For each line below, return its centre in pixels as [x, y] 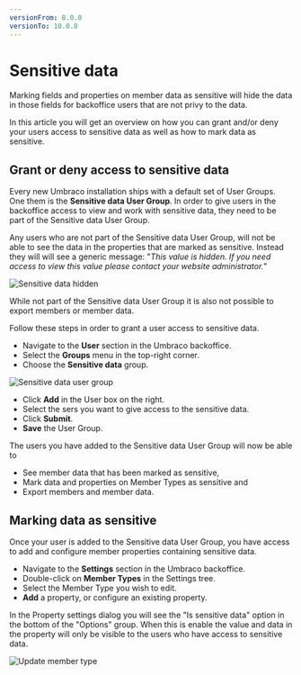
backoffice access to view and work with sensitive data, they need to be [143, 211]
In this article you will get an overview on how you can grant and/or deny [144, 122]
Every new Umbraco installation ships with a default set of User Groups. [142, 192]
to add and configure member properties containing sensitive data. [133, 552]
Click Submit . [48, 418]
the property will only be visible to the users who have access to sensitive [146, 634]
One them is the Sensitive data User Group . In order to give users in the [143, 201]
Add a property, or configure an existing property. [115, 598]
